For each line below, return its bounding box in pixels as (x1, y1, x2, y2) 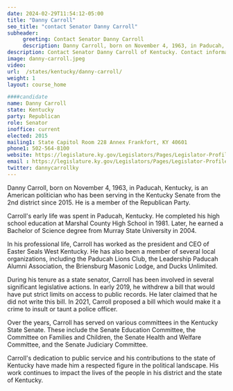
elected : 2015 (7, 132, 49, 139)
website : (7, 152, 33, 159)
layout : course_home (7, 81, 67, 88)
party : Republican (7, 113, 60, 120)
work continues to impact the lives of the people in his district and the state (7, 368, 223, 376)
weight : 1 (7, 74, 36, 82)
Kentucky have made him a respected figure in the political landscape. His (7, 361, 219, 370)
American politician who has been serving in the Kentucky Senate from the (7, 191, 221, 199)
